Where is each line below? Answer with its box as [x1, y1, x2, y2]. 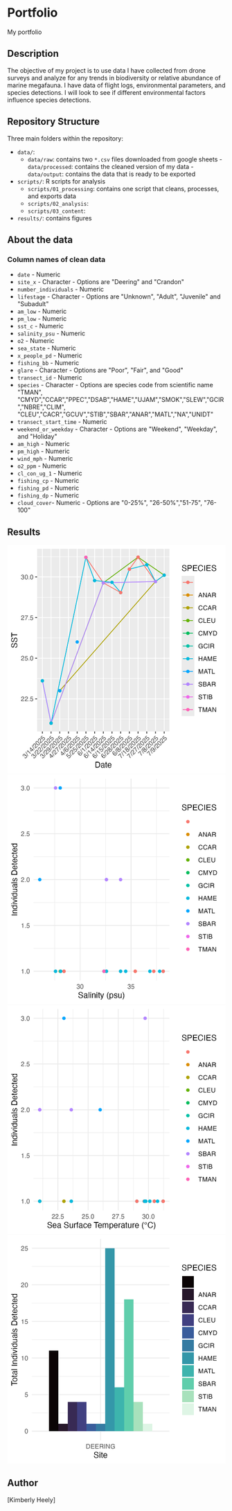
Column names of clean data [7, 254, 106, 264]
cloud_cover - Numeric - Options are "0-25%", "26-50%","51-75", [17, 499, 203, 507]
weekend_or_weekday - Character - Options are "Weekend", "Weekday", [17, 425, 218, 434]
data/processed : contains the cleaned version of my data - [27, 162, 194, 170]
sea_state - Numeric [17, 344, 76, 353]
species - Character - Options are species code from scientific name [17, 381, 213, 389]
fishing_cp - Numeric [17, 477, 80, 485]
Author [7, 1477, 38, 1489]
